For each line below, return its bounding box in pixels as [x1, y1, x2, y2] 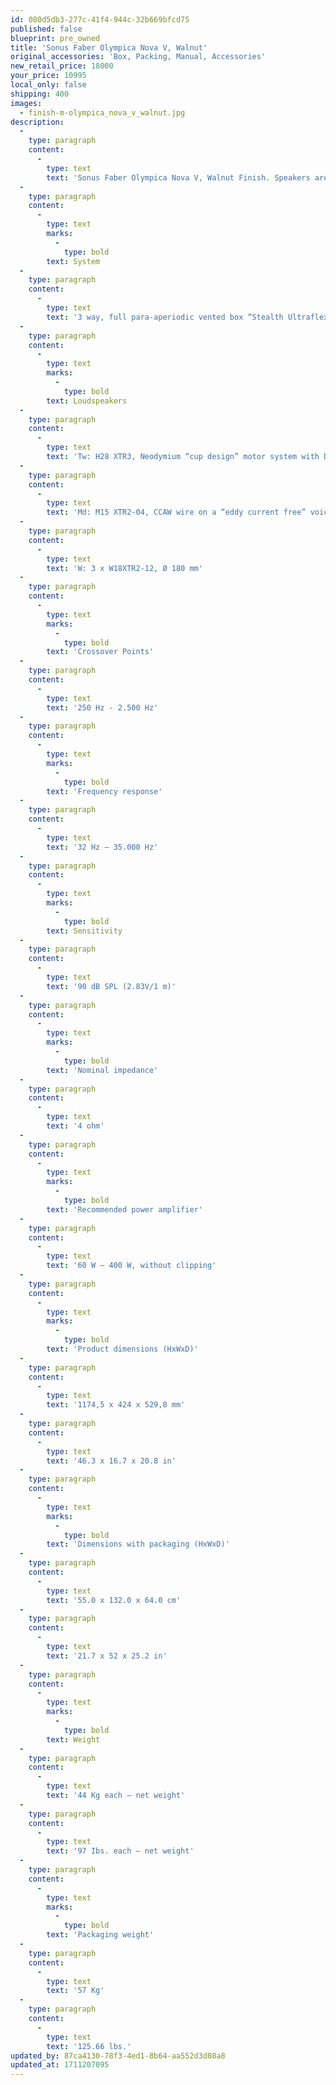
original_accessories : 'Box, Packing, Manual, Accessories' [10, 52, 267, 62]
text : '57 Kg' [46, 1986, 105, 1996]
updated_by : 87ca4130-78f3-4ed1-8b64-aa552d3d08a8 [10, 2051, 226, 2061]
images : [10, 98, 43, 108]
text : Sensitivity [46, 926, 123, 936]
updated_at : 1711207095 [10, 2060, 110, 2070]
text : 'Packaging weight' [46, 1930, 155, 1940]
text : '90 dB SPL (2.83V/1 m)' [46, 981, 177, 991]
